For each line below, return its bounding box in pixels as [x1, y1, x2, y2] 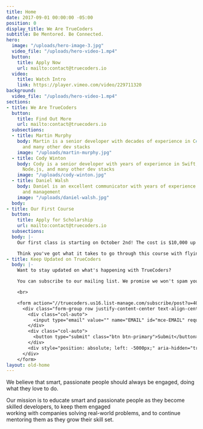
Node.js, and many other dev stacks [22, 166, 115, 172]
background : [6, 88, 36, 94]
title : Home [6, 8, 36, 15]
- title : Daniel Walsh [11, 178, 69, 184]
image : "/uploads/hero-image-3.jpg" [11, 43, 104, 49]
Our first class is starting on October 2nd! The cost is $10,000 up [17, 240, 196, 246]
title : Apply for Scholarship [17, 217, 94, 223]
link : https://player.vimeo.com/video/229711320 [17, 82, 142, 88]
